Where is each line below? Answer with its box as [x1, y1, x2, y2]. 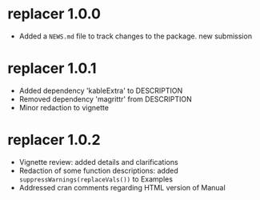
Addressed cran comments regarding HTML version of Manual [18, 182, 226, 192]
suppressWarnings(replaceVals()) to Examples [18, 174, 174, 184]
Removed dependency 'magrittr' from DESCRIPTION [18, 94, 193, 104]
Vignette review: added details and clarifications [18, 157, 178, 166]
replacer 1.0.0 [7, 5, 102, 23]
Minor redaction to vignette [18, 102, 110, 112]
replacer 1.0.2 [7, 131, 101, 149]
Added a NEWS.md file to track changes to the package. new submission [18, 31, 253, 41]
